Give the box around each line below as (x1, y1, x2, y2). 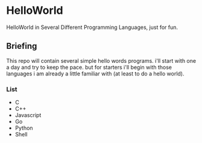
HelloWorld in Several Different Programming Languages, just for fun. (6, 24, 178, 31)
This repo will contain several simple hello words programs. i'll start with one (6, 57, 197, 64)
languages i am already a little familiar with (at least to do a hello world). (6, 70, 185, 77)
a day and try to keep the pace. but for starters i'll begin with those (6, 63, 172, 71)
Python (14, 124, 33, 132)
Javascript (14, 112, 42, 119)
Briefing (6, 41, 37, 51)
